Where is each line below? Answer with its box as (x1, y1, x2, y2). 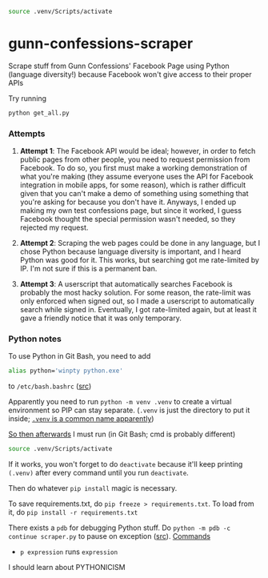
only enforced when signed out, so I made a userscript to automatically (19, 296, 254, 306)
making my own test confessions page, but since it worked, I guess (19, 205, 242, 215)
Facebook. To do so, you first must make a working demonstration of (19, 163, 248, 172)
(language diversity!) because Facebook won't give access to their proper (8, 69, 252, 79)
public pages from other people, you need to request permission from (19, 155, 250, 164)
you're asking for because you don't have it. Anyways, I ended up (19, 197, 237, 207)
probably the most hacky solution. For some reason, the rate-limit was (19, 287, 251, 297)
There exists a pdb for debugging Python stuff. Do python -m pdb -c (8, 523, 230, 532)
